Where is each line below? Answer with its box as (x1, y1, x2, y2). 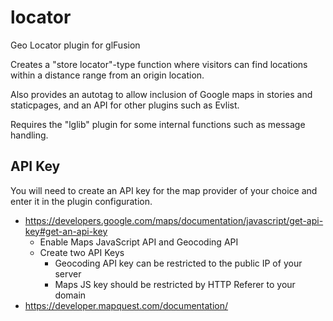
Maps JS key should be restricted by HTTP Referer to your (54, 278, 296, 290)
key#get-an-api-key (24, 225, 108, 237)
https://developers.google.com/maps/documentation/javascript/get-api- (24, 214, 324, 226)
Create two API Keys (39, 246, 125, 258)
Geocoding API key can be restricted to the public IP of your (54, 257, 303, 269)
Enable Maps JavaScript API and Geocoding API (39, 236, 239, 248)
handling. (10, 129, 49, 141)
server (54, 267, 82, 280)
